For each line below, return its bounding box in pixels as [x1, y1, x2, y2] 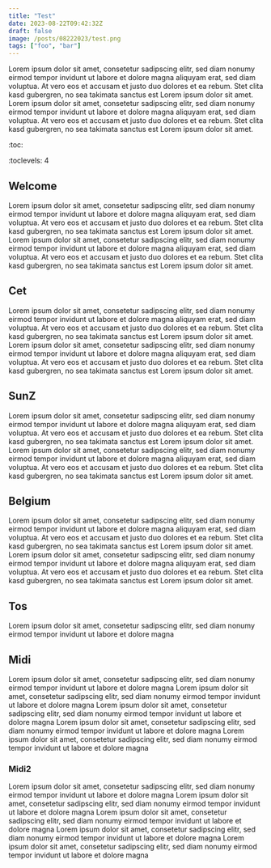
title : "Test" [8, 11, 57, 20]
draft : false [8, 27, 53, 35]
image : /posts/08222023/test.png [8, 34, 121, 43]
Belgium [8, 494, 51, 508]
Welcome [8, 179, 57, 193]
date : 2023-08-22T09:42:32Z [8, 19, 104, 28]
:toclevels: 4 [8, 155, 49, 166]
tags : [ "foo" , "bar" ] [8, 42, 82, 50]
